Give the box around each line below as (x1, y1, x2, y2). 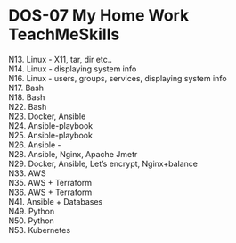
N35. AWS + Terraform (8, 177, 93, 188)
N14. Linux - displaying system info (8, 63, 137, 74)
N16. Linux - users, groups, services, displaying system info (8, 72, 228, 83)
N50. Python (8, 215, 54, 226)
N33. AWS (8, 167, 46, 179)
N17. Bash (8, 82, 45, 93)
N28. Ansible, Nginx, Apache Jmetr (8, 148, 138, 159)
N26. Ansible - (8, 139, 61, 150)
